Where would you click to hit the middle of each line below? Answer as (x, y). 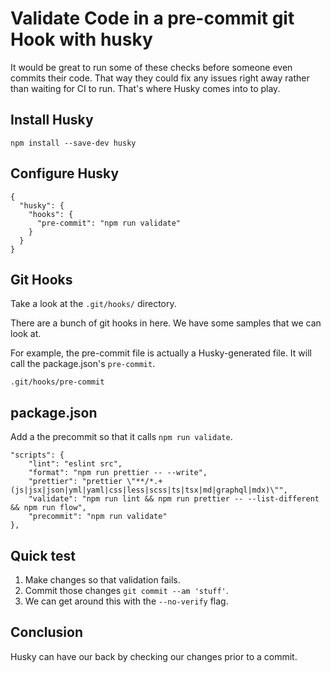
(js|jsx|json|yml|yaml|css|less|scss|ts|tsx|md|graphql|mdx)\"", (149, 490)
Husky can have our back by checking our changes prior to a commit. (154, 656)
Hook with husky (81, 39)
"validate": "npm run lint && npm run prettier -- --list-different (174, 499)
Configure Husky (65, 173)
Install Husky (52, 120)
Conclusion (47, 632)
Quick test (43, 555)
